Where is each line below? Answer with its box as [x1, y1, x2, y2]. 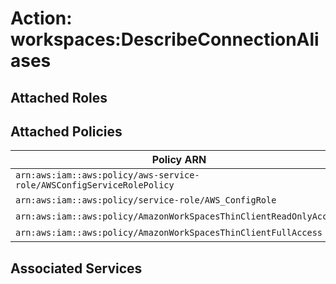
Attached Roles [10, 89, 108, 106]
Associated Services [10, 260, 143, 277]
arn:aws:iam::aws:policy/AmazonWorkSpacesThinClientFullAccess [15, 227, 323, 239]
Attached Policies [10, 123, 123, 140]
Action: [10, 7, 73, 30]
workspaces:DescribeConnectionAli [10, 28, 320, 51]
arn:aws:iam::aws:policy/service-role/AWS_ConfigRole [15, 195, 277, 206]
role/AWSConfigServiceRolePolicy [15, 180, 175, 191]
